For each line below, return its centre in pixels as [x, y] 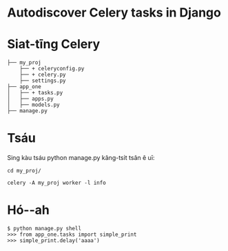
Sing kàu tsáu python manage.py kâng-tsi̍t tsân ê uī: [81, 158]
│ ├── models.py [33, 105]
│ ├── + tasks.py [35, 93]
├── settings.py [43, 81]
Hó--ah [28, 210]
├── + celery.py [43, 75]
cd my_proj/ [24, 171]
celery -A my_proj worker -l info [57, 183]
